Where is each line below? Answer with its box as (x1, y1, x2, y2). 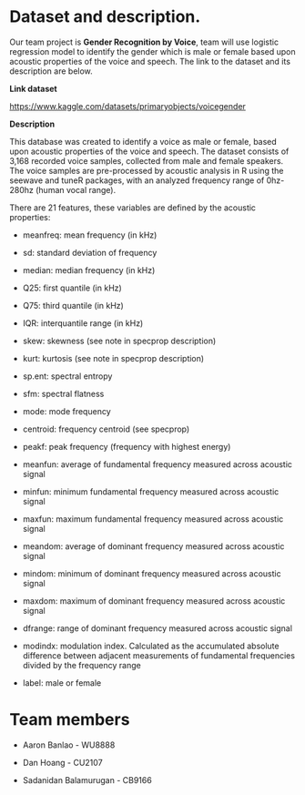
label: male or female (22, 677, 102, 688)
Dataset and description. (9, 6, 201, 27)
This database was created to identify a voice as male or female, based (9, 136, 278, 147)
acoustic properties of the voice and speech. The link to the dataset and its (9, 56, 291, 66)
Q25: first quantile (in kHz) (22, 282, 123, 293)
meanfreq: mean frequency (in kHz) (22, 229, 158, 240)
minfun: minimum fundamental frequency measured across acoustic (22, 485, 280, 497)
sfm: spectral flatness (22, 388, 105, 399)
